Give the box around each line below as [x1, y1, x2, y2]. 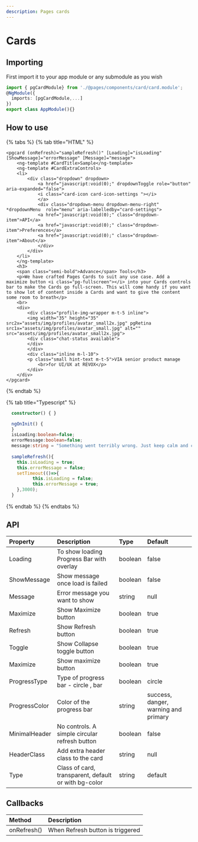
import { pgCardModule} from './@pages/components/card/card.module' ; [6, 84, 183, 90]
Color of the [57, 697, 90, 706]
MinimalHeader [9, 729, 52, 738]
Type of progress [57, 673, 105, 682]
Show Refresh [57, 623, 96, 631]
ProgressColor [9, 702, 49, 710]
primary [147, 712, 169, 720]
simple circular [57, 729, 98, 738]
